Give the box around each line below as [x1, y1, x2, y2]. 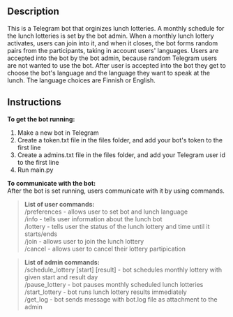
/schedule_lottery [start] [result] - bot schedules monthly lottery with [24, 265, 222, 274]
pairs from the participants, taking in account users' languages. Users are [7, 46, 219, 54]
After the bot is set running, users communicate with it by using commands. [7, 186, 225, 195]
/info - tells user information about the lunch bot [24, 214, 163, 223]
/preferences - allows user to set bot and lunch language [24, 207, 188, 216]
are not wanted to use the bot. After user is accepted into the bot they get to [7, 61, 227, 69]
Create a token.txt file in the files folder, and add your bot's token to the [17, 135, 223, 144]
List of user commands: [24, 200, 95, 208]
